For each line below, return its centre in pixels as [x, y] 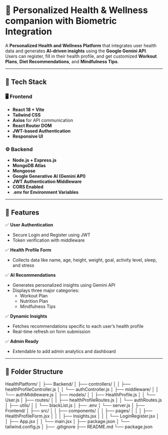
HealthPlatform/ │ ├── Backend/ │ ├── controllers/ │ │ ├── [68, 384]
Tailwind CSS [26, 115]
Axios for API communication [43, 120]
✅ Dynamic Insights [26, 316]
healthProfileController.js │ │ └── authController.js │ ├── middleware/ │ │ [82, 389]
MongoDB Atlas [29, 165]
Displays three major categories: [46, 290]
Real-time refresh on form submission [51, 332]
